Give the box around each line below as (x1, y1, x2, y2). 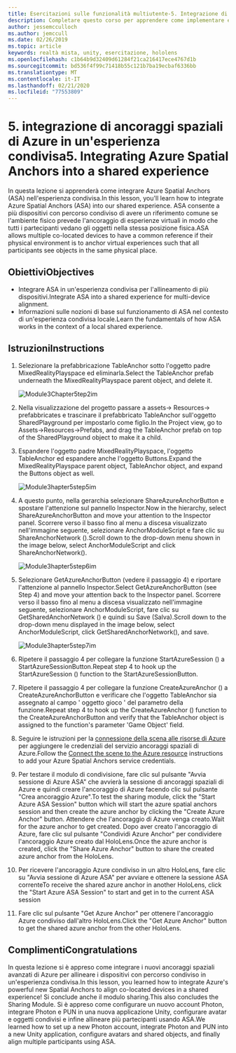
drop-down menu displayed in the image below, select (18, 620, 175, 628)
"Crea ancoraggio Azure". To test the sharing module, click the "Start (18, 792, 216, 801)
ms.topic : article (8, 43, 62, 50)
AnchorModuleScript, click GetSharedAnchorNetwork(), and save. (18, 627, 209, 636)
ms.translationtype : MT (8, 69, 78, 76)
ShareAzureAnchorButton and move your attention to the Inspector (18, 511, 211, 519)
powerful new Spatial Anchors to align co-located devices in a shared (8, 985, 209, 993)
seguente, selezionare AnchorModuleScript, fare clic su (18, 605, 179, 613)
